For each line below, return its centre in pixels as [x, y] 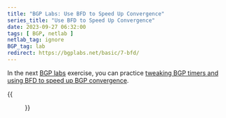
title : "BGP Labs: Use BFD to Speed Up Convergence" [86, 14]
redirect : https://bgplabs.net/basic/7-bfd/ [73, 53]
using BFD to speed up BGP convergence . [68, 80]
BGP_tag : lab [26, 46]
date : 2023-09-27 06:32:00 [47, 27]
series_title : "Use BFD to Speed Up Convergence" [81, 20]
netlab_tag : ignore [36, 40]
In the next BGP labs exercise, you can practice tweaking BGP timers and [113, 73]
